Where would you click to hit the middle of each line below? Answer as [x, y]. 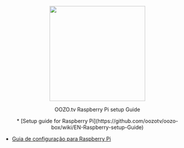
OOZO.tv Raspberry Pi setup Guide [97, 109]
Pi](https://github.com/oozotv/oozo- [134, 121]
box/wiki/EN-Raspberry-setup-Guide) [97, 127]
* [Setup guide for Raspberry [52, 121]
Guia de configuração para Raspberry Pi [62, 139]
